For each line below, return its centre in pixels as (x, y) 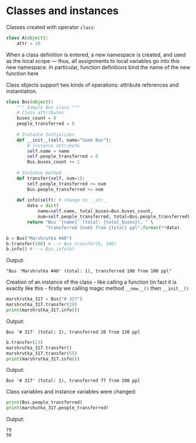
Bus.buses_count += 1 (54, 162)
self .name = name (48, 151)
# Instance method (39, 173)
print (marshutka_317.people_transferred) (58, 408)
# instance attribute (54, 145)
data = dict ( (43, 206)
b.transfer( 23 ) (25, 342)
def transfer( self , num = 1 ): (51, 178)
